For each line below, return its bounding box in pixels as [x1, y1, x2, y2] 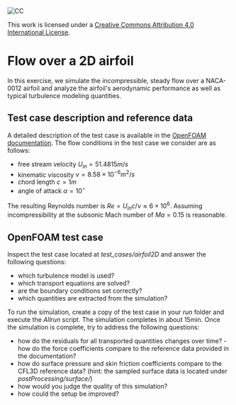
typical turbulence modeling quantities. [7, 91, 122, 99]
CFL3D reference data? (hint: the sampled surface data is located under [17, 367, 228, 376]
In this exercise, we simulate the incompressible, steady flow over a [7, 76, 205, 85]
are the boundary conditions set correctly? [17, 286, 142, 295]
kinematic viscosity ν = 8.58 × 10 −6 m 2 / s [17, 169, 135, 179]
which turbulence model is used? [17, 271, 115, 280]
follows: [7, 146, 30, 154]
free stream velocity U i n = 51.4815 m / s [17, 160, 129, 170]
